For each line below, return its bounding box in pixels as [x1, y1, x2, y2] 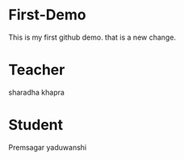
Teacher [8, 61, 65, 79]
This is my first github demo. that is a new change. [8, 32, 176, 42]
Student [8, 116, 64, 134]
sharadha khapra [8, 87, 65, 97]
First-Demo [8, 6, 86, 24]
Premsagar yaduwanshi [8, 142, 87, 152]
